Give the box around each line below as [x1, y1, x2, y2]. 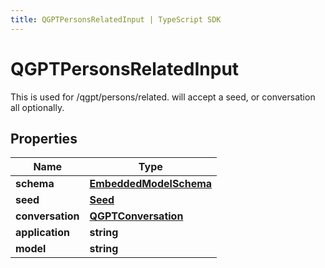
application [15, 226, 70, 240]
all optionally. [10, 101, 65, 113]
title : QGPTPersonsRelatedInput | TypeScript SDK [10, 14, 222, 25]
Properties [10, 130, 78, 147]
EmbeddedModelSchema [89, 177, 213, 191]
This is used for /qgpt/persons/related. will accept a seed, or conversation [10, 91, 316, 103]
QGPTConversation [89, 209, 184, 223]
